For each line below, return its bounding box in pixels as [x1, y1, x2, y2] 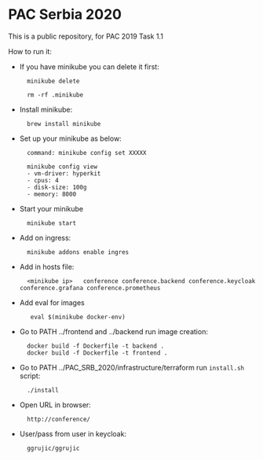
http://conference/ [27, 415, 90, 423]
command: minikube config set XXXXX [27, 149, 147, 156]
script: [19, 371, 41, 381]
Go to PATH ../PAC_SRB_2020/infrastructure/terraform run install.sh [19, 362, 245, 372]
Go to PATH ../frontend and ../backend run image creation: [19, 326, 208, 336]
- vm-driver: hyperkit [27, 169, 101, 178]
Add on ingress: [19, 233, 71, 242]
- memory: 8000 [27, 190, 77, 198]
